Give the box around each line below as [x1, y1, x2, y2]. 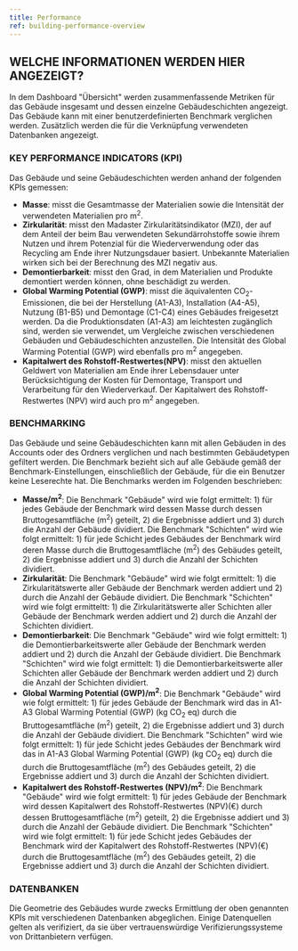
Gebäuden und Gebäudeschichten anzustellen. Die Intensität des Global [21, 335, 286, 346]
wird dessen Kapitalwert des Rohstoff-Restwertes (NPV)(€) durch [21, 800, 263, 811]
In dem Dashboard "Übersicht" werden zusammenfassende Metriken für [9, 92, 276, 102]
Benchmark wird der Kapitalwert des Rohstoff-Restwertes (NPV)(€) [21, 840, 270, 851]
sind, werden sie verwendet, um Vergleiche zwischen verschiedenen [21, 326, 275, 337]
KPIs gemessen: [9, 182, 68, 193]
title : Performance [9, 12, 82, 22]
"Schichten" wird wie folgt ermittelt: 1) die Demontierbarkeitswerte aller [21, 658, 284, 668]
